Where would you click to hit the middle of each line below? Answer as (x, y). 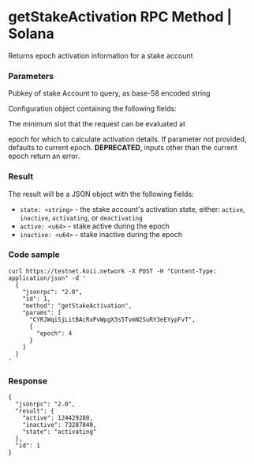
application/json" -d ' (47, 278)
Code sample (34, 255)
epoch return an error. (44, 156)
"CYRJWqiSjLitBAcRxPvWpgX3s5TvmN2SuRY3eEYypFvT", (112, 319)
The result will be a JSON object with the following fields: (101, 194)
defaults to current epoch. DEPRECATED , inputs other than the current (123, 148)
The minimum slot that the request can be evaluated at (97, 124)
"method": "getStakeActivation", (77, 306)
